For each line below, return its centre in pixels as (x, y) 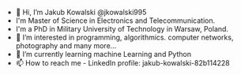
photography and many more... (66, 46)
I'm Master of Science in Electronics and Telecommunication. (115, 21)
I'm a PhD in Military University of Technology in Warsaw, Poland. (122, 29)
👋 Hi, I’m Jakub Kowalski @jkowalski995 (81, 12)
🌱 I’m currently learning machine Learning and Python (104, 54)
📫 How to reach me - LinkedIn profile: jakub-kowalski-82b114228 (123, 63)
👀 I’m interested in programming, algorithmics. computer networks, (124, 37)
